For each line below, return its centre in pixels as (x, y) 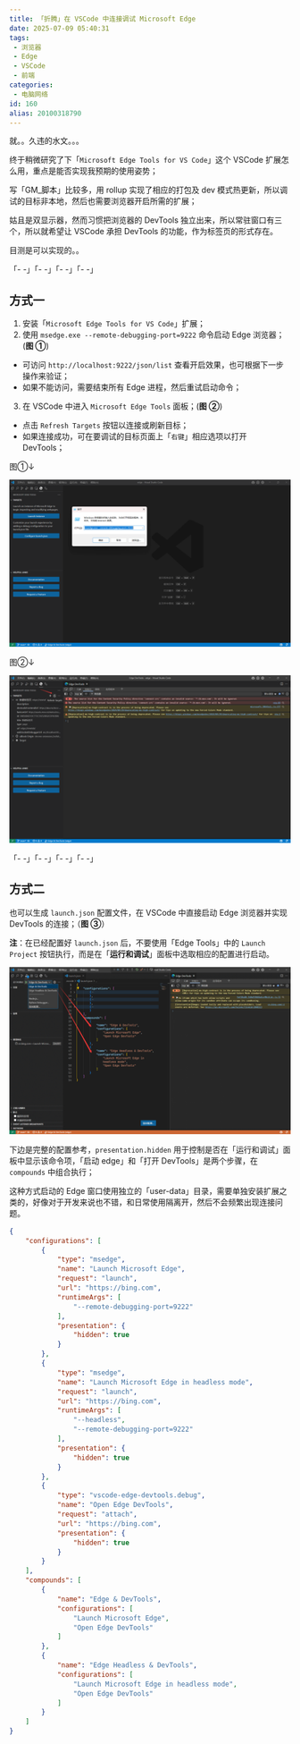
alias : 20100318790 (46, 113)
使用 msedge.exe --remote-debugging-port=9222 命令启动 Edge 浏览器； (153, 334)
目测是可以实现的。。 (46, 250)
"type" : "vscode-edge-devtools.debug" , (131, 1495)
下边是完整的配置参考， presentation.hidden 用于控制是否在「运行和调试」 (146, 1149)
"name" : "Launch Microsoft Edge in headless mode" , (155, 1382)
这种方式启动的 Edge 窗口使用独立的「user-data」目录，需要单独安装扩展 (144, 1190)
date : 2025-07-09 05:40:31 (59, 28)
